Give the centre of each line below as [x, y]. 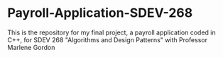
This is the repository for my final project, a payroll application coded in [112, 32]
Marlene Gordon [31, 47]
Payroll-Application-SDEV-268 [100, 13]
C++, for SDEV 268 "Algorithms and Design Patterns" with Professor [108, 39]
